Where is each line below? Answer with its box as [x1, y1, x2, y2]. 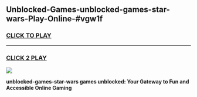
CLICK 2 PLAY [6, 53, 47, 62]
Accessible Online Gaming [6, 84, 72, 91]
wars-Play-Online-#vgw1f [6, 14, 103, 24]
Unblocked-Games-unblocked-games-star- [6, 5, 170, 15]
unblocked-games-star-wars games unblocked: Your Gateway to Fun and [6, 78, 189, 85]
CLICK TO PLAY [6, 32, 52, 40]
